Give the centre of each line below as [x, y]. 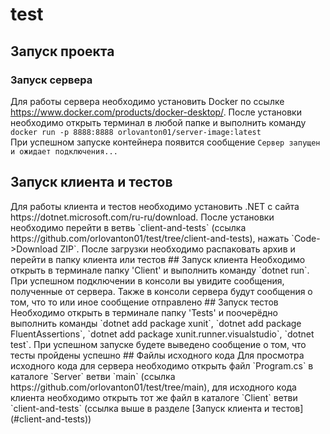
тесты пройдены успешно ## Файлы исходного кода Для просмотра [157, 355]
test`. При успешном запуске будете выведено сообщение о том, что [158, 344]
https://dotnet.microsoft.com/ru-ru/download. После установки [142, 217]
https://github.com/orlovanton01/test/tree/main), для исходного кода [153, 387]
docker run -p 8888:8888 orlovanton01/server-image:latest [136, 132]
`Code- [306, 238]
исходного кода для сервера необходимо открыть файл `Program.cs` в [162, 365]
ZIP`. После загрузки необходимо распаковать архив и [177, 249]
